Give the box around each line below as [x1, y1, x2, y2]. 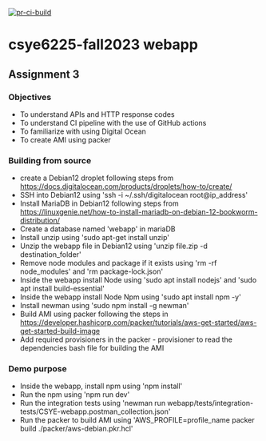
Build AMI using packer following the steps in [19, 309, 169, 319]
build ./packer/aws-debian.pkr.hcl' [19, 424, 133, 434]
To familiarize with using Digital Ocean [19, 126, 146, 136]
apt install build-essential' [19, 284, 105, 294]
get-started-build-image [19, 327, 101, 336]
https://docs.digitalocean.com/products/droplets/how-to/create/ [19, 182, 232, 191]
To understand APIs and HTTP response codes [19, 109, 175, 119]
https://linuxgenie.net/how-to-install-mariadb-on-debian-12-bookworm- [19, 207, 258, 217]
